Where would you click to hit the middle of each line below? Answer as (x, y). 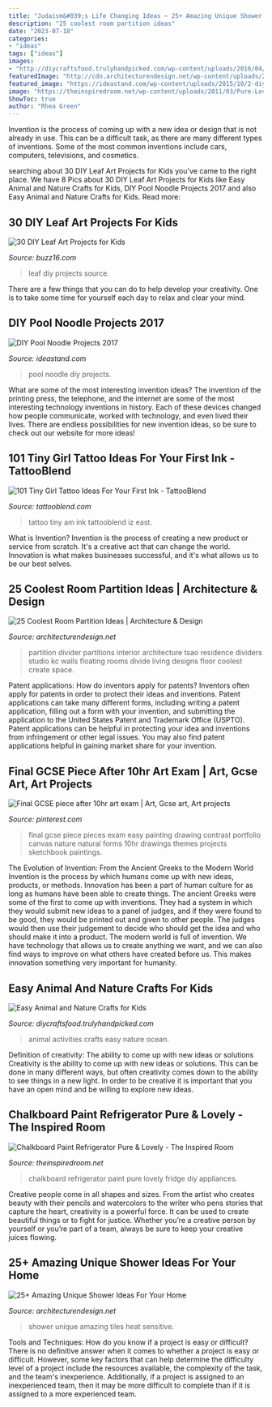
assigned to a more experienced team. (72, 1394)
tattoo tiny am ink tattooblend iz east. (90, 522)
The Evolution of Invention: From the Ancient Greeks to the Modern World (131, 868)
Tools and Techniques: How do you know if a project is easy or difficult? (128, 1342)
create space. (51, 670)
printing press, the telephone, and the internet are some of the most (121, 398)
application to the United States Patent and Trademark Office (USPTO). (127, 720)
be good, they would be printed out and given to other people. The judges (132, 920)
